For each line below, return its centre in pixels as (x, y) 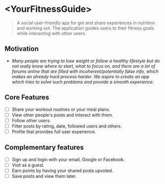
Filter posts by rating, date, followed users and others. (67, 126)
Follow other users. (31, 120)
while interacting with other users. (51, 33)
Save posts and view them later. (44, 176)
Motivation (22, 49)
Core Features (27, 97)
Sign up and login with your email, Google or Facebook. (68, 159)
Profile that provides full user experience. (54, 132)
